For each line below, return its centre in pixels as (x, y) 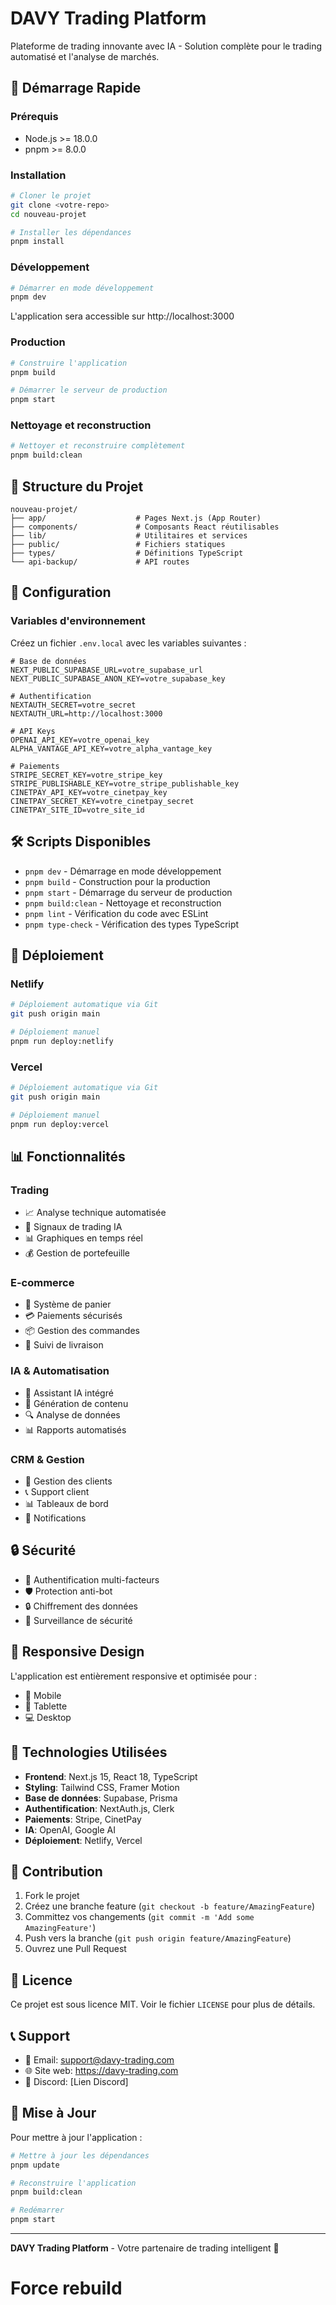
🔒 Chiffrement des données (81, 1606)
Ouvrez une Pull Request (75, 1949)
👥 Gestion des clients (68, 1481)
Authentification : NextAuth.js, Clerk (99, 1808)
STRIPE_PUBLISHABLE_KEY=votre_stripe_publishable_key (125, 783)
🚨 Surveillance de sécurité (78, 1620)
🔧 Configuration (61, 592)
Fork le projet (52, 1896)
